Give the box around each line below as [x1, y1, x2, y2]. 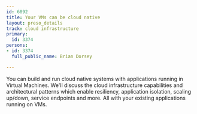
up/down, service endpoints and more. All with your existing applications [6, 94, 186, 101]
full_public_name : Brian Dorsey [11, 53, 93, 59]
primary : [6, 31, 28, 37]
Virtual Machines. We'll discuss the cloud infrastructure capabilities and [6, 82, 183, 89]
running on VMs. [6, 100, 47, 108]
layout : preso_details [6, 20, 63, 26]
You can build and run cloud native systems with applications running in [6, 75, 184, 82]
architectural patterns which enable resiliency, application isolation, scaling [6, 88, 192, 95]
